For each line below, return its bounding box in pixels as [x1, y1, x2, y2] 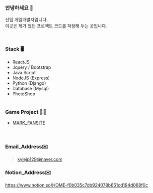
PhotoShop [12, 91, 36, 97]
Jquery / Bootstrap [12, 64, 51, 70]
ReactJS [12, 59, 30, 65]
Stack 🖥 [5, 46, 24, 53]
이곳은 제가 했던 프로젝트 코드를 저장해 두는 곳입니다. [5, 23, 107, 29]
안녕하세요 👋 [5, 4, 33, 11]
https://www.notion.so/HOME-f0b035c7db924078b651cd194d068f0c [5, 182, 148, 188]
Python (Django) [12, 80, 46, 86]
